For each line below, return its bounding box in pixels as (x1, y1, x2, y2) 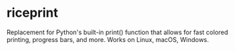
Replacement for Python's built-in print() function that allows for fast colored (6, 28, 229, 36)
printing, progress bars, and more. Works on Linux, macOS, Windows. (6, 35, 209, 43)
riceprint (6, 5, 58, 21)
